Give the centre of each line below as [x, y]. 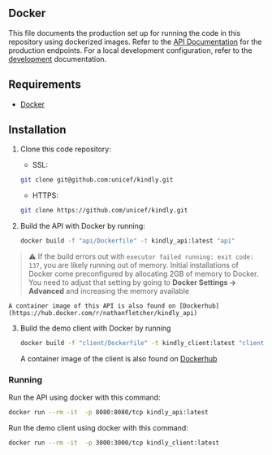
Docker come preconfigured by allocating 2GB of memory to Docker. [143, 274]
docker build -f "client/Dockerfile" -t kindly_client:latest [127, 343]
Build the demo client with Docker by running [95, 328]
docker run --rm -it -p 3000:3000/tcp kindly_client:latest [114, 443]
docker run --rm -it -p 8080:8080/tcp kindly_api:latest [108, 413]
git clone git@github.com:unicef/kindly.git [97, 180]
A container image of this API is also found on [92, 306]
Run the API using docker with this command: [84, 397]
